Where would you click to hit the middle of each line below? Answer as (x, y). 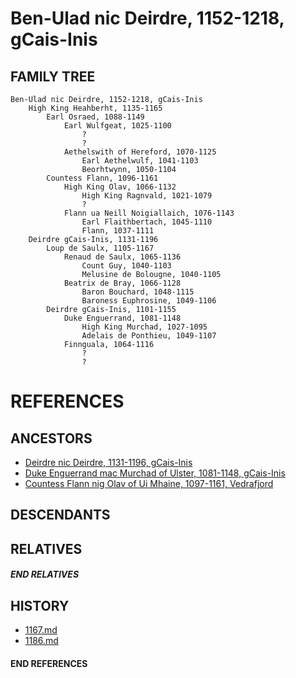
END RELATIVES (45, 574)
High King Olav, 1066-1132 (120, 187)
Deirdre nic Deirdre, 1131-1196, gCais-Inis (108, 462)
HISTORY (40, 605)
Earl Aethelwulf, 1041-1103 (140, 161)
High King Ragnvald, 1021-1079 (147, 196)
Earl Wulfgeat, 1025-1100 (117, 126)
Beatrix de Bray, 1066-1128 (122, 283)
